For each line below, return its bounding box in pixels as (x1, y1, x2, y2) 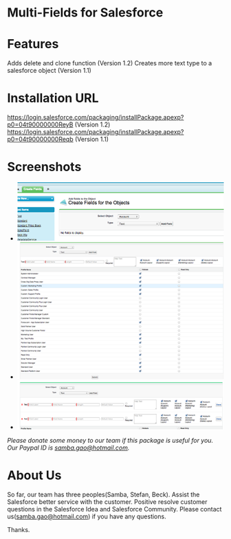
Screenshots (7, 159, 82, 175)
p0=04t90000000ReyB (7, 120, 74, 129)
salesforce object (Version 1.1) (7, 67, 91, 75)
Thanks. (7, 525, 30, 533)
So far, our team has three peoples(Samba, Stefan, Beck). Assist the (7, 490, 200, 498)
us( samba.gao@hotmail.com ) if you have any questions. (7, 512, 166, 520)
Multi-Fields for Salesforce (7, 5, 164, 21)
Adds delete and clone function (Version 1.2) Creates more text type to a (7, 59, 212, 67)
